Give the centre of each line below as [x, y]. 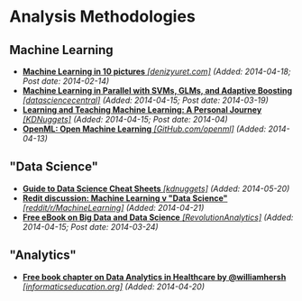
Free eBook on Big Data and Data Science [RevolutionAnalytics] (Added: [158, 217]
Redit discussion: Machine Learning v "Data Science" [125, 198]
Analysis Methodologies [102, 17]
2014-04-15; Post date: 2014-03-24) [91, 226]
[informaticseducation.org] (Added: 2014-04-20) [114, 287]
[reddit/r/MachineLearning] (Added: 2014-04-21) [113, 207]
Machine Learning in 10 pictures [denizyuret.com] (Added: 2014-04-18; [156, 71]
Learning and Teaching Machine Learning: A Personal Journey [142, 109]
